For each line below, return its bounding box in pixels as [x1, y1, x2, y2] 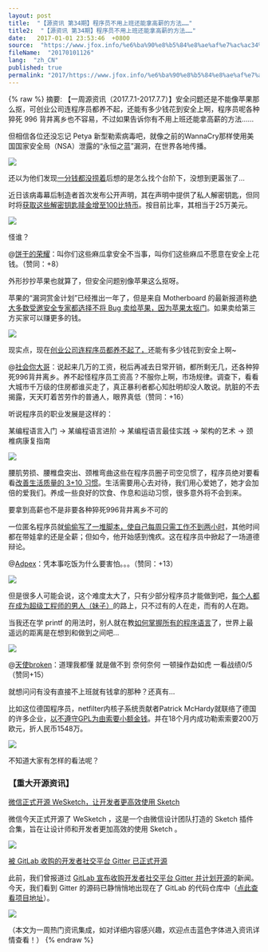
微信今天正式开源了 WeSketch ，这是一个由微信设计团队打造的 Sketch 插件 [8, 814, 254, 823]
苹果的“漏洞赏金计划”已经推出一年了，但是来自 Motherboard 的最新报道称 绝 [8, 293, 258, 302]
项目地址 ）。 [14, 893, 54, 902]
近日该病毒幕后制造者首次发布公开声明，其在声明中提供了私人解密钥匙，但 [8, 189, 253, 200]
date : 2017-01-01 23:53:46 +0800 [8, 34, 130, 42]
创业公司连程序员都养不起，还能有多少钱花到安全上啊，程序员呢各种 [35, 104, 260, 114]
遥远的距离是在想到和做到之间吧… [8, 627, 120, 637]
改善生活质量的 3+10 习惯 [15, 477, 99, 488]
